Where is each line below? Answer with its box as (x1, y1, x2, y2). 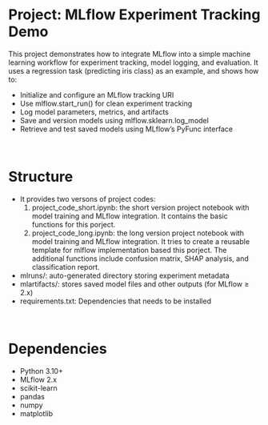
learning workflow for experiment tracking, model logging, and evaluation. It (8, 58, 258, 67)
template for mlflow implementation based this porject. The (31, 245, 227, 255)
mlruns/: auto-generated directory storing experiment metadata (19, 271, 230, 280)
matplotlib (19, 408, 54, 418)
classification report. (31, 262, 100, 271)
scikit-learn (19, 383, 58, 393)
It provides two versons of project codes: (19, 194, 156, 203)
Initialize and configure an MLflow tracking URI (19, 90, 174, 99)
